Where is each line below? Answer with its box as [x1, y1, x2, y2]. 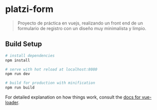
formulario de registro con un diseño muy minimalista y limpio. [17, 25, 146, 31]
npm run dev [5, 71, 30, 76]
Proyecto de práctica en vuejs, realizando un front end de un [17, 20, 143, 26]
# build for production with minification [5, 80, 95, 85]
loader [5, 99, 19, 105]
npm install [5, 57, 30, 63]
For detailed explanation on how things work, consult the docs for [5, 94, 141, 100]
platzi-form [5, 3, 54, 15]
